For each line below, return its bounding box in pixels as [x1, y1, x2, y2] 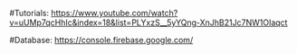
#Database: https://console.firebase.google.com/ [9, 35, 194, 45]
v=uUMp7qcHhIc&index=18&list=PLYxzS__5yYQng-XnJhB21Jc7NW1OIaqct [9, 17, 288, 28]
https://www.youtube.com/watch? [51, 8, 178, 18]
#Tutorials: [9, 8, 50, 18]
